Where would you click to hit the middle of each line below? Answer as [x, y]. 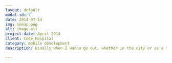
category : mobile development [38, 44]
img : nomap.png [21, 24]
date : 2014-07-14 [24, 19]
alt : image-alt [21, 29]
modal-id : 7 [18, 15]
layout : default [23, 10]
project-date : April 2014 [33, 34]
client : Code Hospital [29, 39]
